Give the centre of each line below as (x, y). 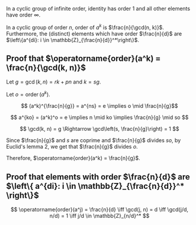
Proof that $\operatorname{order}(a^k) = (83, 59)
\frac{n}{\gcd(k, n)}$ (46, 68)
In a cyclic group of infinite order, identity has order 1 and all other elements (98, 9)
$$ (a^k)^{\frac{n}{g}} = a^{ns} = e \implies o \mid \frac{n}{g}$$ (99, 106)
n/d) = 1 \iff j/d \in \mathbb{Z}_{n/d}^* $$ (99, 216)
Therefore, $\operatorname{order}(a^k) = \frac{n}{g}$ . (73, 158)
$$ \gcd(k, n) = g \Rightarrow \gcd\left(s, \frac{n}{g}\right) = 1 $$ (99, 129)
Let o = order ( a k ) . (28, 94)
